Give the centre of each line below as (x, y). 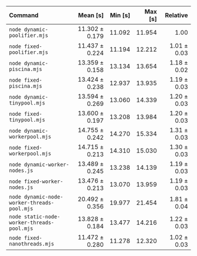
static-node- (42, 217)
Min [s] (120, 15)
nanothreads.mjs (32, 244)
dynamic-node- (43, 197)
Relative (176, 15)
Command (24, 15)
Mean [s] (91, 15)
